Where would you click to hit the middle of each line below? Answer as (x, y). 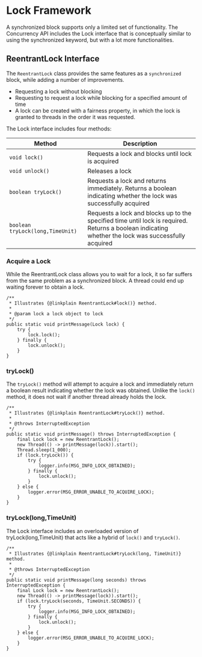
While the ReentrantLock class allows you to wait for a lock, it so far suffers (99, 274)
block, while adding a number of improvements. (65, 79)
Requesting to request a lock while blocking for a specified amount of (101, 97)
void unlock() (29, 171)
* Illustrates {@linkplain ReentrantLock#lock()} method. (83, 304)
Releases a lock (109, 171)
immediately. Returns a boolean (132, 188)
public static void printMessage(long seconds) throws (76, 580)
